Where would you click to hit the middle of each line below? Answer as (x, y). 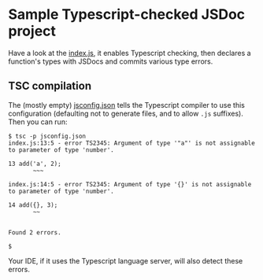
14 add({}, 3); (33, 205)
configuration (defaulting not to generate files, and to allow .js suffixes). (126, 113)
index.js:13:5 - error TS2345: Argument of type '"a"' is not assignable (132, 143)
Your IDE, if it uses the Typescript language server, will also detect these (126, 260)
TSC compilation (50, 86)
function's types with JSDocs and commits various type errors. (111, 61)
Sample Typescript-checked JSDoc (127, 15)
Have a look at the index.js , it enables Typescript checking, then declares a (130, 53)
